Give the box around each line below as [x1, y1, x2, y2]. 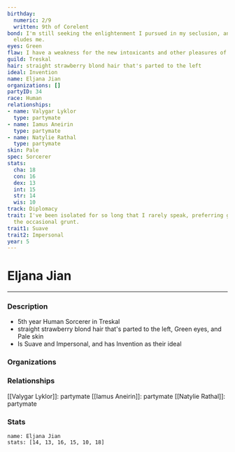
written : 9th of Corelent [13, 23, 90, 30]
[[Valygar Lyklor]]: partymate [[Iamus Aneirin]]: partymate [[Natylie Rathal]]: [7, 392, 226, 400]
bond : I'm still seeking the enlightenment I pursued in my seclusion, [7, 29, 220, 37]
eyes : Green [7, 43, 42, 50]
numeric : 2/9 [13, 17, 52, 24]
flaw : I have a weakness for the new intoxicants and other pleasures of [7, 50, 227, 57]
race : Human [7, 95, 42, 102]
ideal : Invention [7, 69, 58, 76]
